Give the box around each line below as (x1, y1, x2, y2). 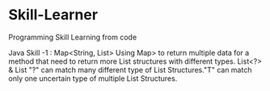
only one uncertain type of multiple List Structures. (8, 73, 178, 83)
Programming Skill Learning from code (8, 32, 137, 42)
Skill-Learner (8, 6, 99, 24)
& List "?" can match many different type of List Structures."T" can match (8, 64, 252, 74)
